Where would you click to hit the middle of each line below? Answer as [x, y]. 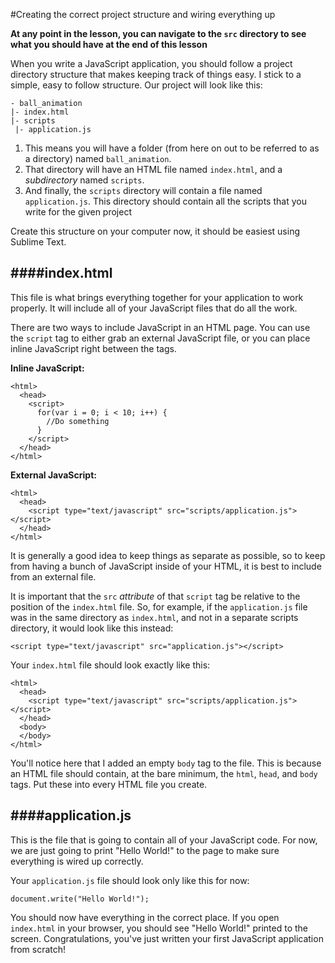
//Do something [78, 421]
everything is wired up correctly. [77, 861]
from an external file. [53, 576]
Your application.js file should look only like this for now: [130, 880]
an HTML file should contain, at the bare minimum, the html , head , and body [164, 773]
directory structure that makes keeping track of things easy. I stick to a [156, 74]
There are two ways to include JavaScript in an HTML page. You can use [160, 327]
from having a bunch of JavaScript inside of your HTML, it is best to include [166, 566]
